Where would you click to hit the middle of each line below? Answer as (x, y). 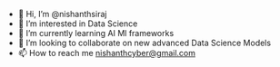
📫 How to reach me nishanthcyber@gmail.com (107, 53)
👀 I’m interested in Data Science (78, 24)
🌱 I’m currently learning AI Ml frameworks (96, 33)
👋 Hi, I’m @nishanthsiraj (62, 14)
